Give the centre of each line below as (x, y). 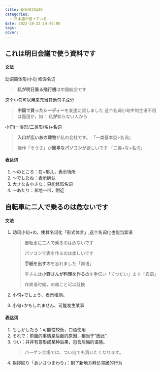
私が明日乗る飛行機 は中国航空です (52, 89)
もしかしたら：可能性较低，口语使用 (49, 329)
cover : (12, 32)
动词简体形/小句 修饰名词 (30, 79)
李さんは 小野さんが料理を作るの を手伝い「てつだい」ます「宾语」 (91, 274)
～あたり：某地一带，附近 (38, 190)
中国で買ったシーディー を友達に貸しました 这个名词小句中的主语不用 (87, 110)
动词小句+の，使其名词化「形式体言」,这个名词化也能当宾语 (72, 232)
